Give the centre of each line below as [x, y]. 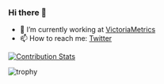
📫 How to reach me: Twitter [66, 38]
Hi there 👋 [28, 13]
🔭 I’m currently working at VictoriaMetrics [88, 30]
